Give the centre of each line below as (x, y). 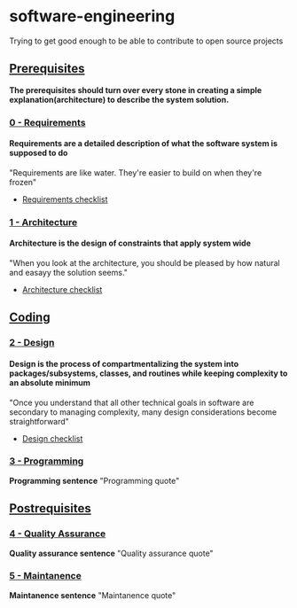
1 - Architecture (43, 222)
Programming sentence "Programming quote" (94, 480)
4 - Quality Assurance (58, 534)
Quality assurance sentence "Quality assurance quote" (112, 553)
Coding (30, 318)
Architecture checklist (62, 289)
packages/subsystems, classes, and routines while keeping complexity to (148, 373)
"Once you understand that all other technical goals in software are (132, 402)
